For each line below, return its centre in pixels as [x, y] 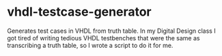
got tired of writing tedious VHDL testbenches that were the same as [103, 38]
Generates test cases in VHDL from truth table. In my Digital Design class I [112, 31]
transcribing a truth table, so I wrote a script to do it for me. [90, 45]
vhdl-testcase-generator [79, 12]
